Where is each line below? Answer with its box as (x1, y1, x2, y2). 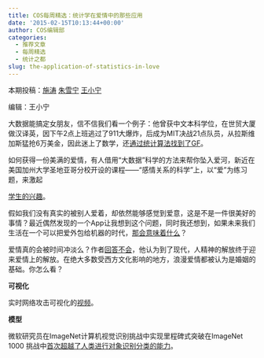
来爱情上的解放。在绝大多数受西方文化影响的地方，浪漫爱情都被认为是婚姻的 (8, 254, 256, 264)
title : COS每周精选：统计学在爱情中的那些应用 (8, 11, 143, 20)
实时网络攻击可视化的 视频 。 (8, 297, 98, 307)
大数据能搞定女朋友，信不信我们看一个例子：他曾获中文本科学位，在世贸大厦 (8, 119, 256, 128)
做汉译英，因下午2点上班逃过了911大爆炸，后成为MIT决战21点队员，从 (8, 128, 235, 138)
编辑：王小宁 (8, 101, 49, 111)
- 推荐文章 (15, 41, 46, 49)
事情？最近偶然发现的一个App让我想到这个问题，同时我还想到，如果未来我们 (8, 218, 255, 227)
